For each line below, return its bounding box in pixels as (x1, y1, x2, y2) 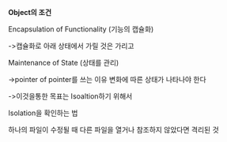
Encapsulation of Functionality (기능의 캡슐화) (8, 24, 154, 34)
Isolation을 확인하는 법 (8, 108, 78, 118)
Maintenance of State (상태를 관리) (8, 58, 119, 67)
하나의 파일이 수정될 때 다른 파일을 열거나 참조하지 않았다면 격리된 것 (8, 125, 219, 134)
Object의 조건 (8, 8, 52, 17)
